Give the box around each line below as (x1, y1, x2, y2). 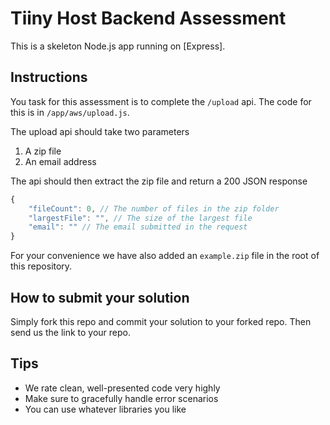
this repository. (10, 260, 73, 272)
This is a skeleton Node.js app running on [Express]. (10, 40, 226, 52)
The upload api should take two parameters (10, 125, 190, 137)
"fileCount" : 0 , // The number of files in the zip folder (28, 203, 280, 214)
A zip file (24, 145, 62, 157)
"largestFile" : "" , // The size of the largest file (28, 213, 253, 223)
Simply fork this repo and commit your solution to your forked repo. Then (10, 315, 312, 327)
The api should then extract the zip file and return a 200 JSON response (10, 175, 308, 187)
